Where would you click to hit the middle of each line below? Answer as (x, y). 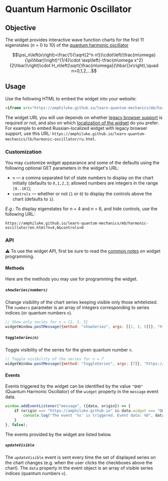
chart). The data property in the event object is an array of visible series (79, 468)
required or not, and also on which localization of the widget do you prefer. (82, 123)
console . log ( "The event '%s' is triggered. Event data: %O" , (88, 415)
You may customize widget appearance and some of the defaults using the (82, 163)
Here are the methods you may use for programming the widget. (71, 279)
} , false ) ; (16, 425)
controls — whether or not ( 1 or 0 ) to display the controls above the (82, 194)
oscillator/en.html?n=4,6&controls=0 (44, 227)
